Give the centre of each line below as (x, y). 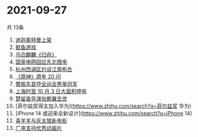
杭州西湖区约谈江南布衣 (44, 69)
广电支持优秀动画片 (39, 128)
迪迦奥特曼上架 (33, 39)
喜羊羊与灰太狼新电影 (41, 121)
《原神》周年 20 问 (38, 76)
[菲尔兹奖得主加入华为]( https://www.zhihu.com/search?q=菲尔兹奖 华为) (103, 106)
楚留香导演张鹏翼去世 (41, 98)
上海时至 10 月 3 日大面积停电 (51, 91)
